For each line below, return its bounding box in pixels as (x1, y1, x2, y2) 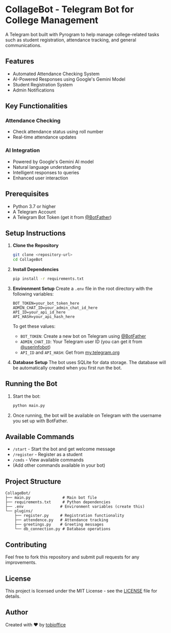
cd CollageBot (12, 257, 43, 262)
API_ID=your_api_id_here (12, 309, 66, 315)
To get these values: (12, 323, 56, 329)
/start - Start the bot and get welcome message (12, 446, 116, 452)
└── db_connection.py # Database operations (14, 527, 111, 532)
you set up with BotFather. (12, 418, 68, 424)
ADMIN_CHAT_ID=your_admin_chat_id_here (12, 305, 98, 310)
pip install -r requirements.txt (12, 276, 84, 282)
